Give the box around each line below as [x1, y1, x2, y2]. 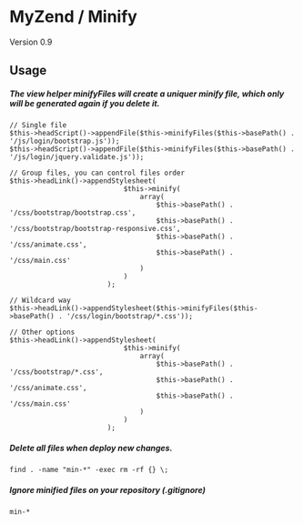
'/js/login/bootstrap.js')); [9, 136, 120, 146]
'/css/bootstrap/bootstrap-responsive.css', [9, 225, 181, 234]
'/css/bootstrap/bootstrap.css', [9, 208, 136, 217]
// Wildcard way [9, 296, 71, 306]
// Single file [9, 121, 67, 130]
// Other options [9, 327, 76, 338]
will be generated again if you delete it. [9, 97, 161, 108]
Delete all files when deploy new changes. [9, 442, 173, 453]
